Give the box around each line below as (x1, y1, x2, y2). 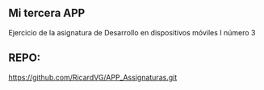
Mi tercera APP (8, 6, 86, 20)
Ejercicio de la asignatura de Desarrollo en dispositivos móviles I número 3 (8, 27, 256, 37)
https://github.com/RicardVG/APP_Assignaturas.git (8, 72, 178, 82)
